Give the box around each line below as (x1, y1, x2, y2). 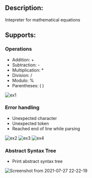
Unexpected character (12, 115, 57, 121)
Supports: (5, 31, 36, 40)
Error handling (5, 104, 40, 111)
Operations (5, 46, 32, 53)
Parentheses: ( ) (12, 82, 45, 88)
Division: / (12, 72, 32, 78)
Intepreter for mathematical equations (5, 17, 81, 22)
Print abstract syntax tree (12, 158, 63, 164)
